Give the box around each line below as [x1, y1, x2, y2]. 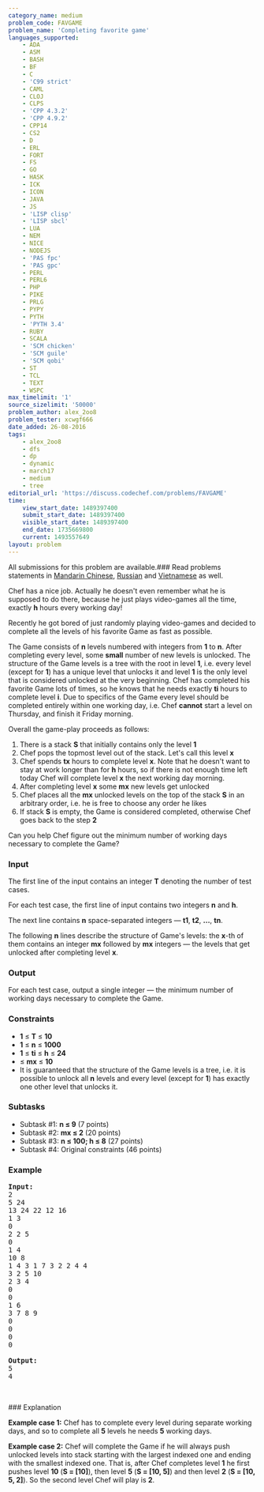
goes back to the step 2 [19, 815, 97, 824]
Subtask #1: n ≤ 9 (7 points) [19, 1119, 110, 1128]
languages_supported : [8, 33, 80, 42]
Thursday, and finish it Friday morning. [8, 709, 134, 718]
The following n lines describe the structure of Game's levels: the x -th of [8, 930, 244, 940]
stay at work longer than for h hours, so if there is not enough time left [19, 764, 248, 774]
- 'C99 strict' [22, 77, 73, 85]
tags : [8, 430, 26, 439]
